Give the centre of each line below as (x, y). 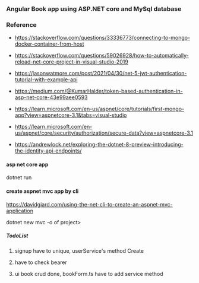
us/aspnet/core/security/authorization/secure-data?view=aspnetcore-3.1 (104, 133)
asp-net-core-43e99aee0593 (51, 97)
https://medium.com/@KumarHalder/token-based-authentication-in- (99, 91)
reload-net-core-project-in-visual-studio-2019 (72, 62)
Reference (21, 24)
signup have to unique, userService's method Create (79, 250)
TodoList (17, 236)
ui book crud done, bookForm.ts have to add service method (89, 274)
